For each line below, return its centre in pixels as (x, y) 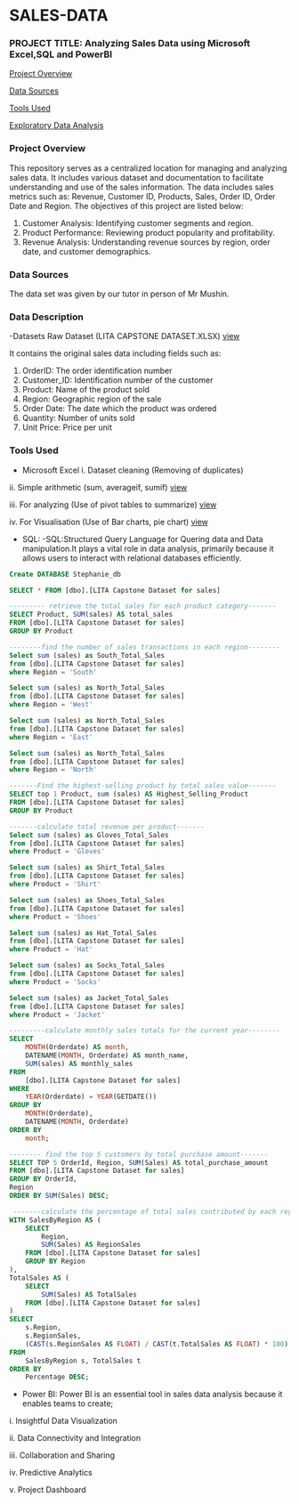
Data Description (47, 317)
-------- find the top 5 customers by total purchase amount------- (139, 1154)
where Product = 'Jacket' (57, 1015)
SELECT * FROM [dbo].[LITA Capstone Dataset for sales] (115, 590)
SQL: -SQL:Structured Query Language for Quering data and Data (143, 538)
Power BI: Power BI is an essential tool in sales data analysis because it (152, 1395)
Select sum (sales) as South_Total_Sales (87, 655)
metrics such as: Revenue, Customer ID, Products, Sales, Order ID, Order (142, 196)
